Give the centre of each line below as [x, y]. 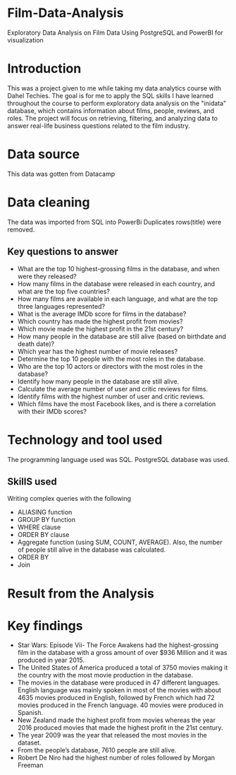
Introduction [44, 69]
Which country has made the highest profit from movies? [100, 321]
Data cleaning [49, 202]
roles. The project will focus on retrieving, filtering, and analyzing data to [113, 118]
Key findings [45, 626]
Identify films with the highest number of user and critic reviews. [111, 396]
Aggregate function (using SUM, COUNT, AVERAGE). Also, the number [120, 543]
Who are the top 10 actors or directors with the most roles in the [110, 366]
